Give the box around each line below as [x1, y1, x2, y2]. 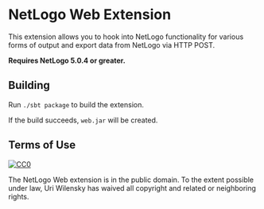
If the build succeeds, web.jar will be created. [8, 115, 158, 125]
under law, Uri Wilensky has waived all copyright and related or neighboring [8, 183, 257, 192]
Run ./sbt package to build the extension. [8, 99, 145, 109]
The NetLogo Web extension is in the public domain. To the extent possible [8, 175, 254, 184]
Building [8, 79, 50, 92]
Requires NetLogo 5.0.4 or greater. [8, 56, 126, 65]
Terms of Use [8, 138, 76, 152]
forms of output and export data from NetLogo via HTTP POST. [8, 40, 215, 49]
